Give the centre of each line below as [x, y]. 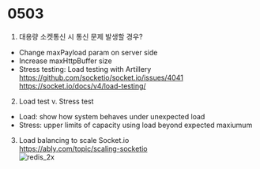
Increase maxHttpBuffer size [65, 61]
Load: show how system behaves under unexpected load [112, 116]
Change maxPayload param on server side [88, 52]
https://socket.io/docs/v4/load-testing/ [83, 86]
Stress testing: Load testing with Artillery [85, 69]
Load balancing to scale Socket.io [74, 140]
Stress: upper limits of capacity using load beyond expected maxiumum [136, 125]
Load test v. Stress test [56, 101]
